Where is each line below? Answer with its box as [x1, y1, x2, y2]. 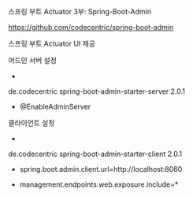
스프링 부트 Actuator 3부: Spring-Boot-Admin [8, 7, 152, 16]
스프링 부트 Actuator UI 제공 [8, 39, 96, 48]
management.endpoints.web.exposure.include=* [19, 180, 179, 189]
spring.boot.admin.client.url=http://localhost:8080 [19, 165, 183, 173]
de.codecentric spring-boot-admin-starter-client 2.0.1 [8, 149, 183, 158]
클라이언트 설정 [8, 118, 55, 128]
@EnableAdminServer [19, 102, 91, 111]
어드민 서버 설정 [8, 56, 58, 65]
